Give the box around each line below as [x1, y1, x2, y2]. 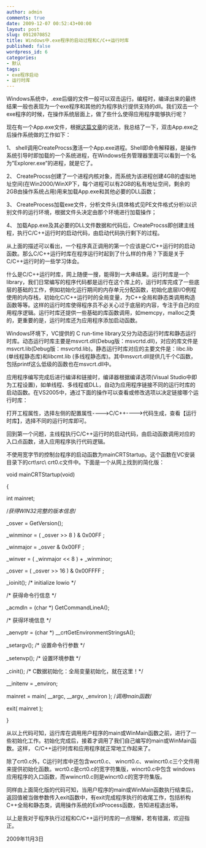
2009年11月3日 [6, 835, 44, 842]
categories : [6, 55, 37, 61]
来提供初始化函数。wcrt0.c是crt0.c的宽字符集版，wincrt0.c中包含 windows [6, 765, 196, 773]
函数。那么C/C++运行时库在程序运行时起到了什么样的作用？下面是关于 [6, 250, 185, 258]
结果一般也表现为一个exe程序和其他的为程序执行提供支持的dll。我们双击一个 [6, 102, 199, 110]
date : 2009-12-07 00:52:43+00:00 [6, 20, 92, 26]
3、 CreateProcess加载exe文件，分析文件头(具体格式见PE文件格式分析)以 [6, 201, 192, 209]
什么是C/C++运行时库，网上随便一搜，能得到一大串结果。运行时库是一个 [6, 271, 190, 278]
